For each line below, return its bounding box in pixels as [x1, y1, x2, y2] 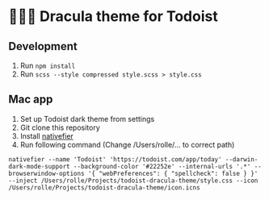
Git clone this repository [19, 123, 101, 132]
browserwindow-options [8, 169, 85, 177]
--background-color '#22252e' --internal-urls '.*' [73, 162, 251, 170]
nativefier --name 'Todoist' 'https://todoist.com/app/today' [8, 155, 222, 164]
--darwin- [225, 155, 258, 164]
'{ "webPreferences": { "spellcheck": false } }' [87, 169, 258, 177]
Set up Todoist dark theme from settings [19, 114, 155, 123]
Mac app [8, 93, 53, 106]
